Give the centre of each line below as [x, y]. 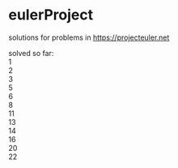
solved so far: [31, 53]
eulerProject [51, 15]
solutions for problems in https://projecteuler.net [89, 37]
